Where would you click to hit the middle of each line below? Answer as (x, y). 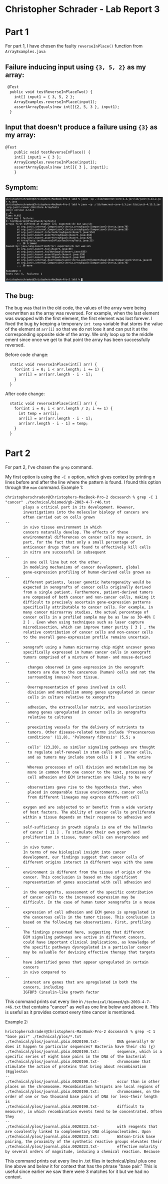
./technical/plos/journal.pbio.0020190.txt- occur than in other (82, 1081)
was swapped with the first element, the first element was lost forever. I (79, 318)
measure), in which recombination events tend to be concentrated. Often (84, 1111)
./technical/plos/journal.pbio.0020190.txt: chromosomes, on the (82, 1091)
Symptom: (22, 188)
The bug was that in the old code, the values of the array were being (76, 308)
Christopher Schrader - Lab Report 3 (82, 9)
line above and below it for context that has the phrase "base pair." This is (81, 1166)
